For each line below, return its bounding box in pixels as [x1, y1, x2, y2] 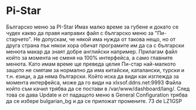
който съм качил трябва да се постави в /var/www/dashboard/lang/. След [6, 85, 190, 92]
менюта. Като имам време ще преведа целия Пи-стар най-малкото [6, 60, 176, 68]
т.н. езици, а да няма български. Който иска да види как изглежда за [6, 73, 180, 80]
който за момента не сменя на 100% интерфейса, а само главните [6, 54, 173, 61]
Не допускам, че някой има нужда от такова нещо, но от [33, 36, 176, 42]
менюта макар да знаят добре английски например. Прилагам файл [6, 48, 178, 55]
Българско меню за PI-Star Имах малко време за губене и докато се [6, 23, 179, 30]
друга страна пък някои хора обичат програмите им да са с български [6, 42, 184, 49]
